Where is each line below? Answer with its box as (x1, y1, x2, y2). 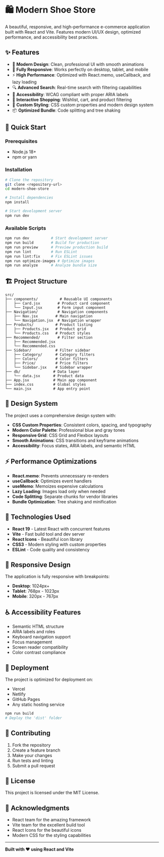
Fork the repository (12, 742, 51, 748)
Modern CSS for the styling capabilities (12, 833, 91, 838)
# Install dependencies (5, 195, 54, 200)
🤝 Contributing (5, 729, 51, 737)
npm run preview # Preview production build (5, 245, 108, 250)
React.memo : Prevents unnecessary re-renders (12, 473, 109, 478)
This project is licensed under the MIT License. (5, 790, 100, 796)
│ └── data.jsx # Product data (5, 374, 84, 379)
